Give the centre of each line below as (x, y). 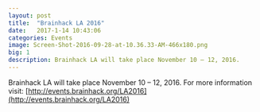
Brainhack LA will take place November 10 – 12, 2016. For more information (130, 82)
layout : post (30, 15)
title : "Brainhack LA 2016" (56, 23)
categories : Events (41, 38)
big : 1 (19, 52)
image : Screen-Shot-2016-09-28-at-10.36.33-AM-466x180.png (108, 45)
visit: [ (18, 91)
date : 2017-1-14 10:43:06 (55, 30)
